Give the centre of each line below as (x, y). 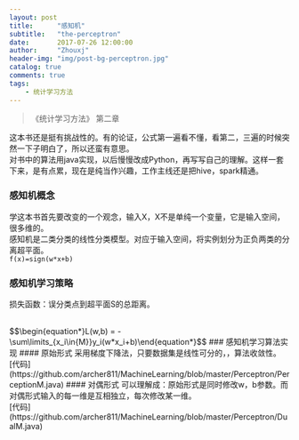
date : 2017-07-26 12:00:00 (71, 42)
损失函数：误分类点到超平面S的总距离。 (82, 304)
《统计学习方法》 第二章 (75, 118)
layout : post (33, 17)
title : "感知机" (47, 26)
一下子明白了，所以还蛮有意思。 (75, 148)
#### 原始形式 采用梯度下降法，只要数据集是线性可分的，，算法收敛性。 (150, 353)
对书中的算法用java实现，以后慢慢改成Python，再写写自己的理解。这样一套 (147, 159)
